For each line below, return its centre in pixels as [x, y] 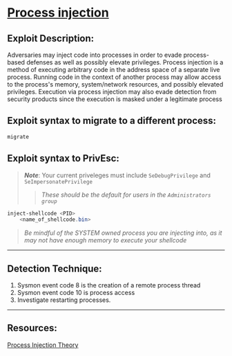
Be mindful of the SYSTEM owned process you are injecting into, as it [123, 233]
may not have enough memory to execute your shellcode [105, 240]
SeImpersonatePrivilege [58, 181]
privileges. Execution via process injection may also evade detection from [112, 92]
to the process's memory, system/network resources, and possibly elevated [115, 84]
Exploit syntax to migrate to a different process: [112, 121]
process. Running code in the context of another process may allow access [114, 77]
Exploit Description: [51, 38]
